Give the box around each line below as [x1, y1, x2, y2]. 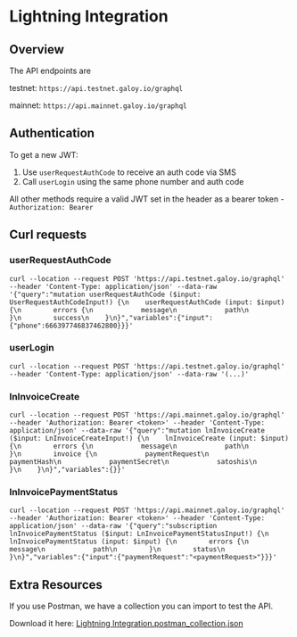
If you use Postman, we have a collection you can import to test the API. [9, 600, 274, 612]
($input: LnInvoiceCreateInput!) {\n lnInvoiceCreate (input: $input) [9, 434, 290, 443]
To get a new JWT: [9, 149, 78, 160]
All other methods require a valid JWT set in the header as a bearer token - [9, 194, 285, 204]
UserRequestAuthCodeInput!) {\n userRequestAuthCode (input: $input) [9, 297, 285, 307]
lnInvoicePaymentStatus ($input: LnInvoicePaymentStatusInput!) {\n [9, 529, 269, 539]
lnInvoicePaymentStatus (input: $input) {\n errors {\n [9, 537, 250, 546]
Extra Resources [9, 577, 103, 592]
